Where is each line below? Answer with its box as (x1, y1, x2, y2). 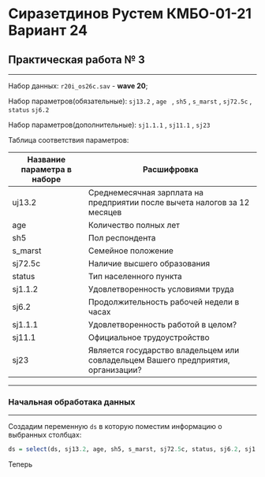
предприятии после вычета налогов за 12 (88, 197, 250, 207)
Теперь (8, 460, 33, 469)
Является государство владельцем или (88, 345, 240, 356)
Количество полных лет (88, 220, 180, 230)
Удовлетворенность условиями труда (88, 284, 234, 294)
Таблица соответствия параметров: (8, 136, 129, 144)
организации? (88, 364, 142, 375)
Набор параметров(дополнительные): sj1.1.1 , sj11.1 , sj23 (8, 120, 211, 129)
